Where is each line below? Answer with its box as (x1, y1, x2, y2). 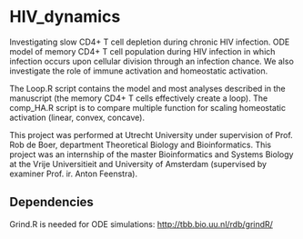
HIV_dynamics (9, 6, 121, 27)
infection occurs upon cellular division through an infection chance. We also (9, 55, 294, 66)
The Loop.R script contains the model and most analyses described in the (9, 83, 286, 94)
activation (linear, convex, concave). (9, 112, 146, 123)
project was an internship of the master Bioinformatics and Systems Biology (9, 148, 294, 160)
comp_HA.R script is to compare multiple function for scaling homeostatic (9, 102, 287, 113)
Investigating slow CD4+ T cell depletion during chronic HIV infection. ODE (9, 36, 290, 47)
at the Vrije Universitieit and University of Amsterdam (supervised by (9, 158, 267, 169)
